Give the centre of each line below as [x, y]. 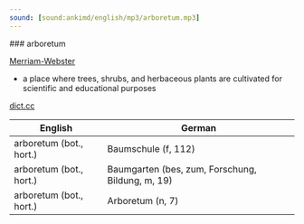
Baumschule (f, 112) [152, 148]
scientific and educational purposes [89, 88]
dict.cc [22, 106]
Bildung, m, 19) [140, 180]
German [199, 127]
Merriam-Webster [43, 61]
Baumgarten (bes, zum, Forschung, [182, 169]
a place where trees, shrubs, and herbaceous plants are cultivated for [152, 79]
